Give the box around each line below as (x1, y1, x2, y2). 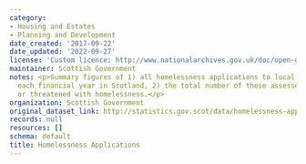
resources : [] (9, 124, 64, 133)
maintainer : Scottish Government (9, 65, 137, 74)
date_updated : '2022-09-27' (9, 47, 117, 56)
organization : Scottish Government (9, 97, 145, 108)
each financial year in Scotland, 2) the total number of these (17, 81, 267, 90)
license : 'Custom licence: (9, 56, 112, 65)
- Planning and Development (9, 30, 117, 39)
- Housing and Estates (9, 22, 96, 31)
